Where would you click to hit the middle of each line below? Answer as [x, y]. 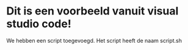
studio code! [39, 24]
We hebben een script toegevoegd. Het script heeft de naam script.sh [94, 40]
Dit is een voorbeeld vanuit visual [92, 11]
